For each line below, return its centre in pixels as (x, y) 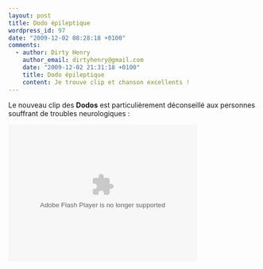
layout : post (30, 16)
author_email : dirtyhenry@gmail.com (83, 60)
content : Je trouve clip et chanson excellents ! (106, 82)
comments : (25, 45)
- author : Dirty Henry (53, 53)
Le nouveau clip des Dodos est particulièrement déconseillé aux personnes (132, 105)
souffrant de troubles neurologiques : (69, 113)
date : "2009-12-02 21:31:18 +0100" (81, 68)
